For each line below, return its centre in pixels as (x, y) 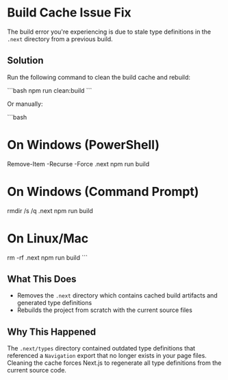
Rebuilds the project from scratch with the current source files (105, 310)
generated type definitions (54, 303)
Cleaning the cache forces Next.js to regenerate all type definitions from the (114, 363)
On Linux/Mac (48, 238)
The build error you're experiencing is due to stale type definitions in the (109, 32)
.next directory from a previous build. (60, 38)
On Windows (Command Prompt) (103, 191)
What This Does (42, 279)
